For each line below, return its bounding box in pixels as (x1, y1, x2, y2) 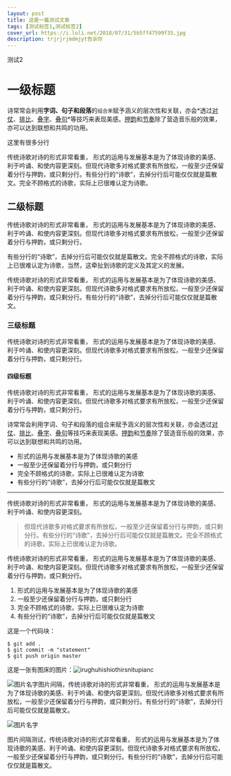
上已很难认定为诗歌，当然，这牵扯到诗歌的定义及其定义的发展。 (7, 261, 188, 269)
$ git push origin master (7, 653, 81, 659)
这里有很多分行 (7, 139, 49, 147)
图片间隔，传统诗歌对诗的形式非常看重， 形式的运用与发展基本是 (38, 680, 221, 688)
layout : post (7, 10, 45, 17)
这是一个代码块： (7, 627, 56, 635)
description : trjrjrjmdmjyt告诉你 (7, 36, 103, 43)
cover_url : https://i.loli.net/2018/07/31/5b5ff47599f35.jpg (7, 29, 186, 37)
